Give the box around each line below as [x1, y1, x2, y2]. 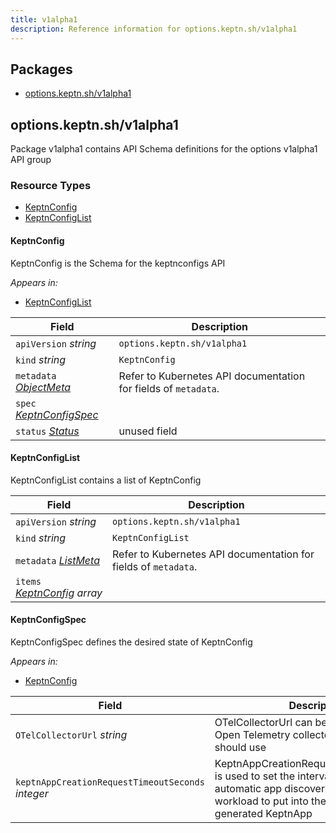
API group [10, 154, 52, 166]
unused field [118, 424, 178, 438]
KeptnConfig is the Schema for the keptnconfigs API [10, 257, 226, 269]
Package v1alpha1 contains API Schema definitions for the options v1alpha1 [10, 143, 318, 155]
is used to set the [214, 769, 296, 783]
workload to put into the [214, 794, 327, 808]
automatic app [214, 782, 283, 796]
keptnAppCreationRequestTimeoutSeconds [15, 777, 205, 788]
